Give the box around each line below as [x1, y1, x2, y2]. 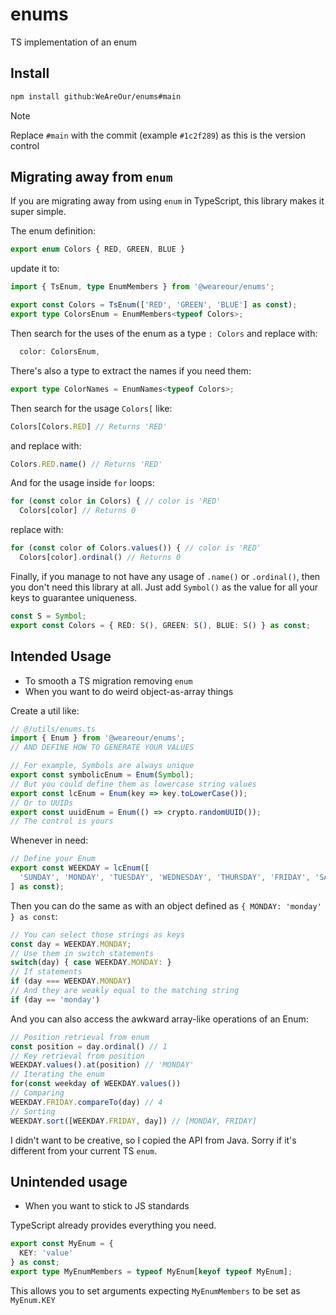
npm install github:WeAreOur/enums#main [10, 91, 182, 102]
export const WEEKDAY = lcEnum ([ [10, 863, 150, 873]
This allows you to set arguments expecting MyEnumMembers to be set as [10, 1284, 301, 1297]
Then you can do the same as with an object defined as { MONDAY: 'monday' [10, 899, 322, 912]
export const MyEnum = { [10, 1239, 114, 1249]
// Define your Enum [10, 854, 97, 864]
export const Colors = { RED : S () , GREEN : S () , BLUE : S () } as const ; [10, 620, 311, 630]
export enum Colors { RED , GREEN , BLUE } [10, 244, 186, 255]
